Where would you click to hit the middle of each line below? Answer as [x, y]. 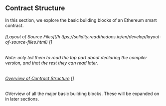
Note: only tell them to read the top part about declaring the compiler [76, 58]
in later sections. [22, 99]
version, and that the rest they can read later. [52, 63]
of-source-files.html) [27, 42]
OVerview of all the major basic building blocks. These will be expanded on [82, 94]
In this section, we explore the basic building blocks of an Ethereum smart [81, 20]
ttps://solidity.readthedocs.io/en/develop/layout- [111, 37]
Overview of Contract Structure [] [40, 78]
